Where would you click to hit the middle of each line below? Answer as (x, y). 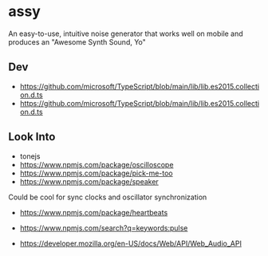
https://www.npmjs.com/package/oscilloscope (97, 164)
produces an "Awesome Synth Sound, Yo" (77, 41)
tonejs (30, 156)
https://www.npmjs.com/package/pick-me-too (96, 173)
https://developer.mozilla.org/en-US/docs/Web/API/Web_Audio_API (130, 243)
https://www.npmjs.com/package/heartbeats (94, 212)
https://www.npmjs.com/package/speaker (89, 181)
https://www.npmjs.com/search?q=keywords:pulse (104, 228)
